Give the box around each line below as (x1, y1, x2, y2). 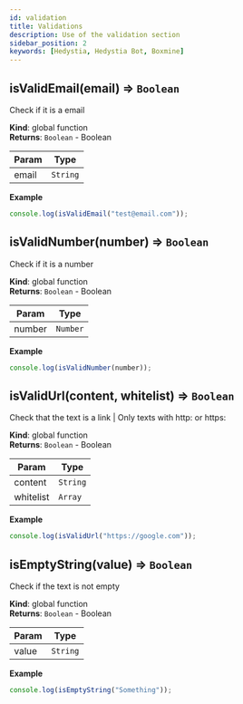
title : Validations (9, 22, 83, 31)
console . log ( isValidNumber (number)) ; (9, 363, 152, 372)
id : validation (9, 13, 67, 23)
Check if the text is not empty (9, 581, 121, 592)
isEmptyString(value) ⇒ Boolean (9, 556, 193, 572)
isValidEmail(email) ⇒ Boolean (9, 81, 180, 96)
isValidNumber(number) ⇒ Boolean (9, 235, 209, 250)
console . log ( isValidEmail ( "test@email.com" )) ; (9, 209, 189, 218)
